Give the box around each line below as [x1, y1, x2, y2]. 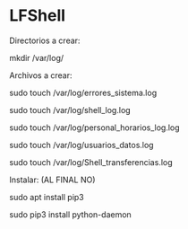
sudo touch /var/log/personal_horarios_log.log [9, 122, 181, 133]
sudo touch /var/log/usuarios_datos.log [9, 139, 154, 150]
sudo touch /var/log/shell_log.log [9, 104, 132, 115]
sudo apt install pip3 [9, 191, 84, 202]
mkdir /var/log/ [9, 52, 64, 63]
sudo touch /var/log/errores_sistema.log [9, 87, 158, 98]
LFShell [9, 5, 65, 26]
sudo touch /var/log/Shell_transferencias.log [9, 156, 173, 167]
